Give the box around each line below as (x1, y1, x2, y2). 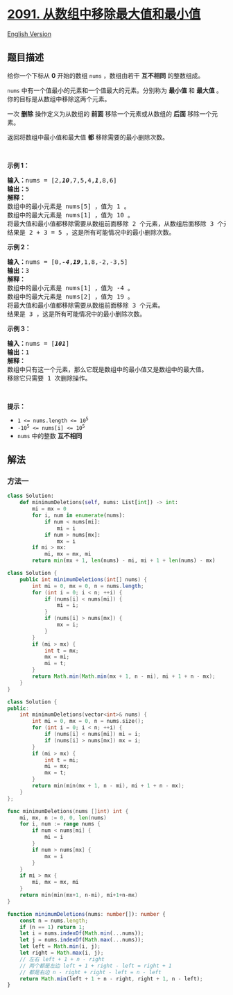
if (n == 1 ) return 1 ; (19, 923, 85, 930)
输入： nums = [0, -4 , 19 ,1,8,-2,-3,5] (7, 258, 128, 266)
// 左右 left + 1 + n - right (19, 955, 105, 962)
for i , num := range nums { (19, 821, 101, 828)
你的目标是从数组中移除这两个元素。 (7, 94, 111, 103)
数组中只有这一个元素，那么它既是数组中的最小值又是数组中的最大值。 (7, 365, 208, 374)
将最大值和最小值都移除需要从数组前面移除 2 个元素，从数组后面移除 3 (7, 219, 214, 228)
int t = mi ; (44, 756, 79, 764)
